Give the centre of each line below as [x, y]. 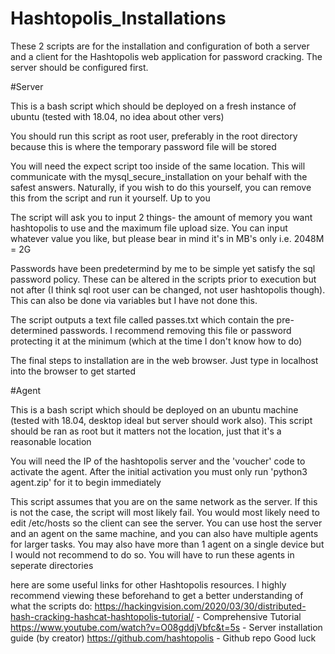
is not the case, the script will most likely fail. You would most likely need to [165, 512]
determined [34, 330]
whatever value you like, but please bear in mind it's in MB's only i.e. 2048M [167, 238]
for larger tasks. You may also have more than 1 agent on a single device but [167, 544]
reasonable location [51, 441]
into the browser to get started [73, 371]
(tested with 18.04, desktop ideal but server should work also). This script [161, 420]
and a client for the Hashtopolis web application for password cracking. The [166, 56]
